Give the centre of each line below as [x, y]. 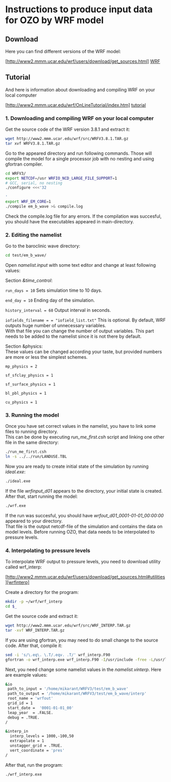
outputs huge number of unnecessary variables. [56, 326]
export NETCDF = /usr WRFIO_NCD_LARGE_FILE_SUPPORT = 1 [61, 178]
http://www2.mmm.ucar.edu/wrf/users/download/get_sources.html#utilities [86, 577]
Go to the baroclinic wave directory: [43, 246]
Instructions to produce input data [79, 9]
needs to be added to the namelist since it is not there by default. [73, 336]
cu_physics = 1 [21, 402]
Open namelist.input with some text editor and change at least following [81, 265]
